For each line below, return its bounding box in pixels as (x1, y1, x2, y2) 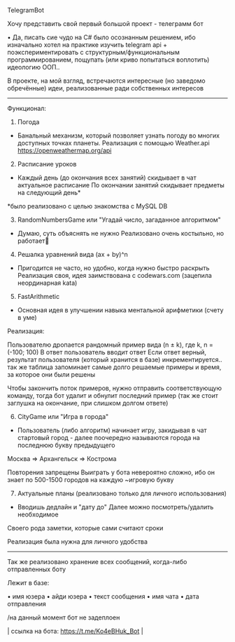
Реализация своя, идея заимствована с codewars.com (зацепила (17, 272, 212, 279)
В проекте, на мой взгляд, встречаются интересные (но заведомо (7, 76, 206, 85)
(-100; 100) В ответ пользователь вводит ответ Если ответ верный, (7, 348, 207, 356)
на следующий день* (17, 189, 81, 196)
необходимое (17, 510, 59, 519)
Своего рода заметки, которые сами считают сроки (7, 524, 164, 532)
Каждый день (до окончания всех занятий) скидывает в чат (17, 173, 197, 182)
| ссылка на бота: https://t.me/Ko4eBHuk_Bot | (7, 627, 143, 635)
